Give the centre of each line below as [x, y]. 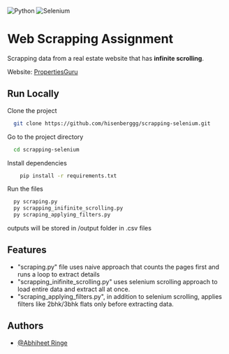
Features [27, 250]
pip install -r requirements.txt [68, 176]
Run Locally [33, 94]
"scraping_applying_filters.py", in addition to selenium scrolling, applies [119, 296]
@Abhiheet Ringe [42, 343]
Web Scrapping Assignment [90, 39]
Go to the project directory [45, 137]
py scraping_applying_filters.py [62, 215]
